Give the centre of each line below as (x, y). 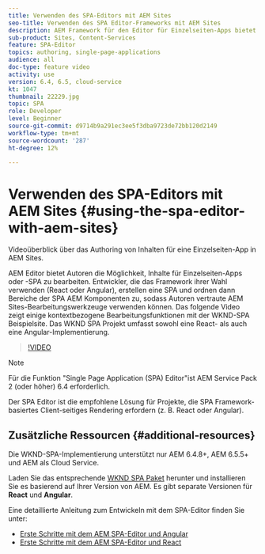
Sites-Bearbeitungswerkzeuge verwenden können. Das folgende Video (124, 307)
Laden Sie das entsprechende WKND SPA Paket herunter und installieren (127, 478)
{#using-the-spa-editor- (163, 211)
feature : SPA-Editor (42, 45)
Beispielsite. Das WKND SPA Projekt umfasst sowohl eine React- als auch (128, 324)
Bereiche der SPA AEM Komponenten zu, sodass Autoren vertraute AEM (126, 298)
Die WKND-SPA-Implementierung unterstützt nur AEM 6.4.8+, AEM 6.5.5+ (129, 454)
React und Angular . (41, 495)
